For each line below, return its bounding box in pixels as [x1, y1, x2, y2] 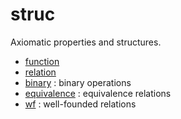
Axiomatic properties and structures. [10, 36, 162, 48]
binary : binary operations [24, 76, 132, 88]
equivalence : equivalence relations [24, 87, 172, 99]
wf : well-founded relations [24, 98, 137, 110]
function [24, 55, 60, 67]
